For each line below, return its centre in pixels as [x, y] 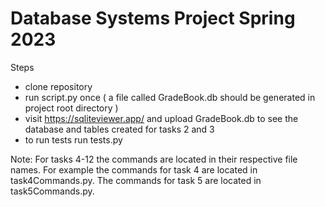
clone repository [58, 86]
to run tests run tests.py [73, 139]
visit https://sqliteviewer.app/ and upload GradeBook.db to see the [161, 118]
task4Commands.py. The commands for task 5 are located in [136, 180]
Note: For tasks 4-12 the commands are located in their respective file [154, 159]
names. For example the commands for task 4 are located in [134, 169]
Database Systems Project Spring [153, 18]
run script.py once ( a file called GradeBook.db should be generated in [170, 97]
